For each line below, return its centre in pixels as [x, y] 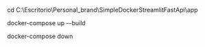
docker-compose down [40, 36]
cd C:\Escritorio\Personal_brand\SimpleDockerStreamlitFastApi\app [102, 10]
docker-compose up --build [46, 23]
